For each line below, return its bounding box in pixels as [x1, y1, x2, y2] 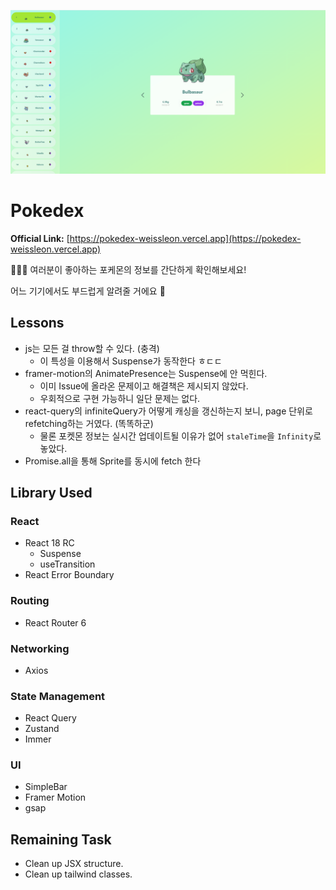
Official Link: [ [10, 232, 70, 244]
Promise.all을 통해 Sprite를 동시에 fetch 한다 [24, 455, 202, 467]
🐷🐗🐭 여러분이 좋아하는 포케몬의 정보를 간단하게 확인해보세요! [10, 263, 247, 275]
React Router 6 [24, 616, 87, 629]
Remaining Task [10, 831, 112, 848]
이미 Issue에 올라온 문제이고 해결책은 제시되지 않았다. [39, 380, 249, 392]
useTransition [39, 558, 96, 570]
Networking [10, 641, 70, 655]
